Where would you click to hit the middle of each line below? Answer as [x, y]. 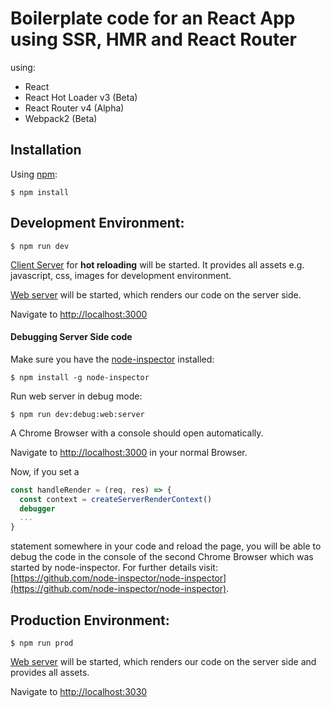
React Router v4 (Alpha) [74, 108]
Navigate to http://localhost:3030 [79, 691]
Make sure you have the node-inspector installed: [112, 359]
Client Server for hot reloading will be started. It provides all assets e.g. [157, 264]
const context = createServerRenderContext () [116, 499]
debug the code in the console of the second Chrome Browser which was [162, 557]
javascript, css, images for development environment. [121, 275]
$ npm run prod [42, 643]
